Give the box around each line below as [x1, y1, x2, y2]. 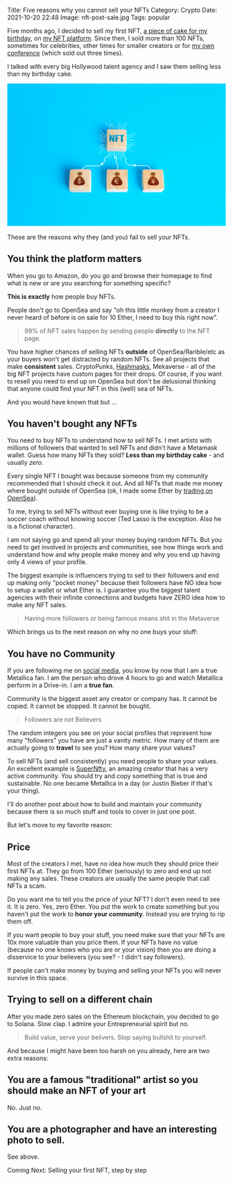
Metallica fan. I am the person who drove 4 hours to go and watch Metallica [7, 674, 223, 682]
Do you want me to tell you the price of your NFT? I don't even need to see [7, 895, 221, 904]
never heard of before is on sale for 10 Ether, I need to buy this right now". [7, 313, 218, 322]
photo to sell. [7, 1134, 65, 1146]
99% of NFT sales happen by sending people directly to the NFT [24, 327, 210, 335]
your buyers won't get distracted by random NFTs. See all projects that [7, 354, 210, 363]
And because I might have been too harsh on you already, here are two [7, 1046, 210, 1055]
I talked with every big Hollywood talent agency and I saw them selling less [7, 63, 222, 70]
